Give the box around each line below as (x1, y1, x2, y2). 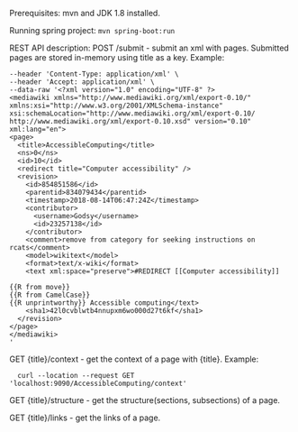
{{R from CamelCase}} (9, 290, 91, 299)
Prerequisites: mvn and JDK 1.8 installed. (9, 8, 160, 18)
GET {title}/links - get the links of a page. (9, 412, 161, 423)
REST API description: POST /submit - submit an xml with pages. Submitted (9, 42, 290, 53)
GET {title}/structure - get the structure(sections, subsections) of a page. (9, 395, 281, 405)
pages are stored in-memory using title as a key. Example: (9, 52, 225, 62)
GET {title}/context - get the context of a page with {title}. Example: (9, 354, 259, 364)
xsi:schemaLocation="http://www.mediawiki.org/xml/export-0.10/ (9, 109, 256, 118)
